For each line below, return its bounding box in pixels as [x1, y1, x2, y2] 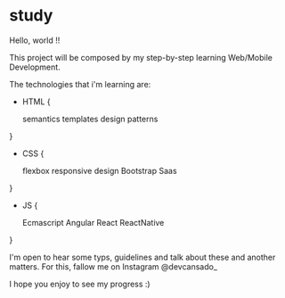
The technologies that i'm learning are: [9, 79, 151, 89]
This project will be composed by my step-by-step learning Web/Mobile [9, 52, 273, 62]
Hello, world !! [9, 35, 61, 46]
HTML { [21, 95, 51, 107]
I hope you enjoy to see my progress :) [9, 278, 151, 289]
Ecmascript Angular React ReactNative [21, 217, 165, 228]
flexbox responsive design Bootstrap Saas [21, 165, 177, 176]
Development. [9, 62, 61, 72]
